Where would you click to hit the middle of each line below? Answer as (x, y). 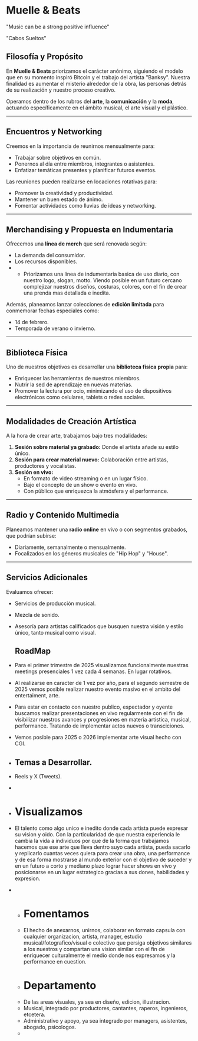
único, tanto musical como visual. (55, 632)
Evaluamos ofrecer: (30, 591)
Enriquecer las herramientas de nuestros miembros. (77, 379)
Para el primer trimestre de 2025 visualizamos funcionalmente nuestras (101, 665)
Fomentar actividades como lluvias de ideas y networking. (85, 205)
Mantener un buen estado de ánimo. (59, 199)
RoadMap (33, 651)
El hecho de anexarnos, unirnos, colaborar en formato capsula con (104, 930)
